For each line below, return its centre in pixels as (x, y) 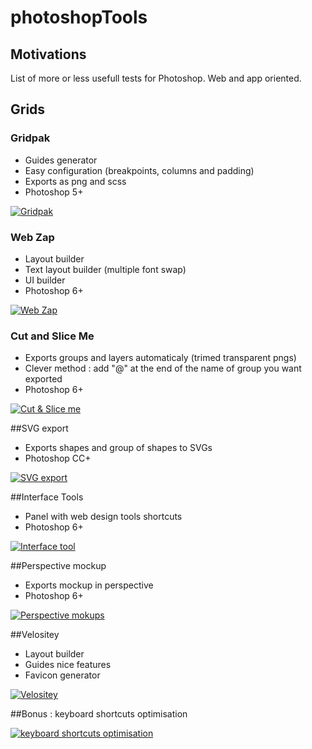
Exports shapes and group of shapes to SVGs (118, 448)
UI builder (45, 280)
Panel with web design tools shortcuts (103, 517)
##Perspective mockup (58, 566)
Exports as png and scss (75, 181)
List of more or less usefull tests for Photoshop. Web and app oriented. (156, 78)
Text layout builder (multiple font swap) (105, 269)
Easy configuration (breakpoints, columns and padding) (139, 170)
